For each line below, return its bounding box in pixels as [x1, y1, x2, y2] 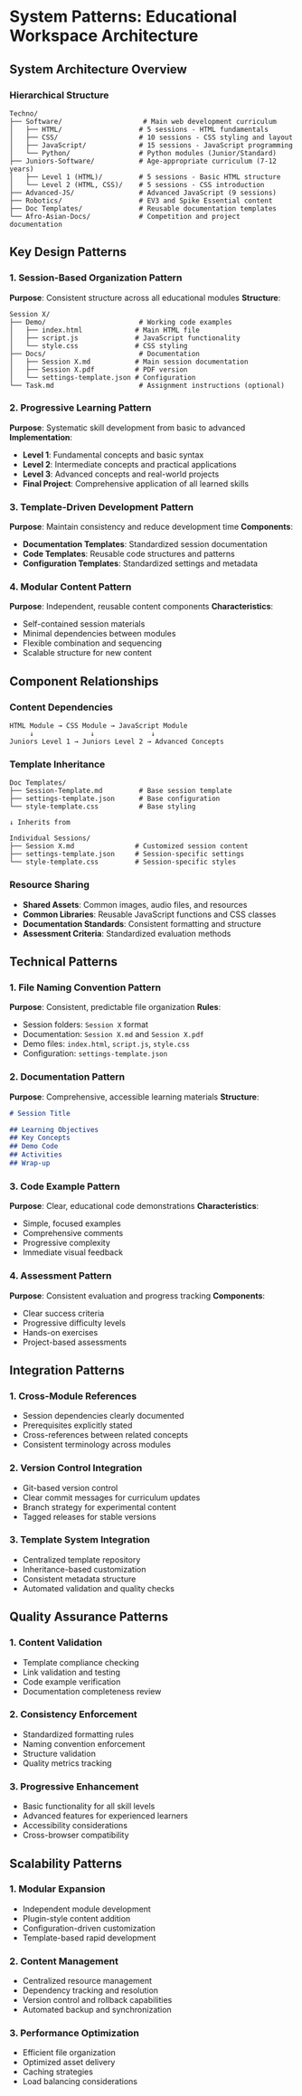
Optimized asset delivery [22, 2057, 116, 2068]
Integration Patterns [9, 1363, 125, 1378]
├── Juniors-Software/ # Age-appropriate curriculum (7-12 [9, 156, 278, 165]
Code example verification [22, 1676, 121, 1687]
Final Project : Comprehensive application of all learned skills [22, 477, 250, 489]
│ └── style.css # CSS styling [9, 341, 188, 350]
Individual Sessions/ [9, 834, 91, 843]
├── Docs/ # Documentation [9, 349, 201, 358]
